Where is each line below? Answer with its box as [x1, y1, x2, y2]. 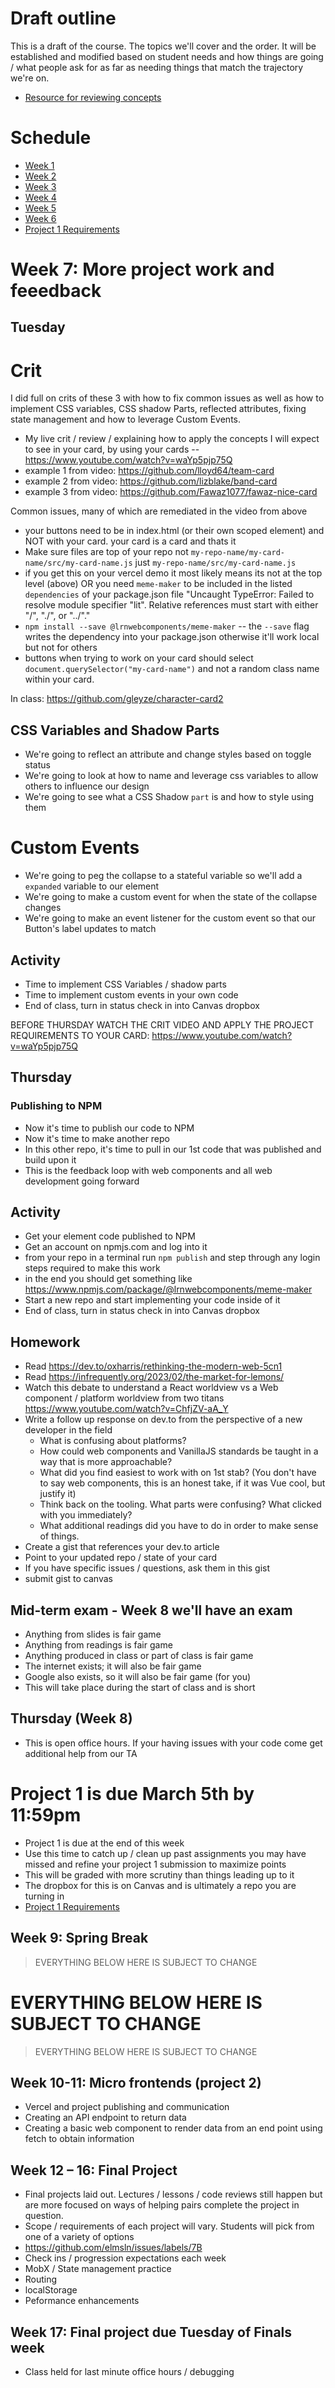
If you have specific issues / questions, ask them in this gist [24, 1562, 271, 1574]
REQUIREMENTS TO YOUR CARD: [10, 1029, 150, 1041]
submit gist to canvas [24, 1573, 113, 1585]
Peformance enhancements [24, 2295, 140, 2307]
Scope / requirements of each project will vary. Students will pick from [24, 2220, 315, 2232]
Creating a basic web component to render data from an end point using [24, 2122, 323, 2134]
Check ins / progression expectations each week [24, 2252, 227, 2264]
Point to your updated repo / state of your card [24, 1552, 218, 1564]
